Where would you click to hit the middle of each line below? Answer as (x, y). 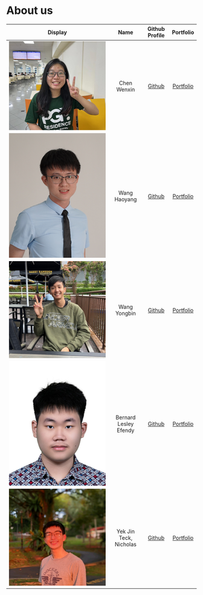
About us (30, 11)
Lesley (126, 424)
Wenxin (126, 89)
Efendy (126, 430)
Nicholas (126, 544)
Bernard (126, 417)
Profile (156, 35)
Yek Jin (126, 531)
